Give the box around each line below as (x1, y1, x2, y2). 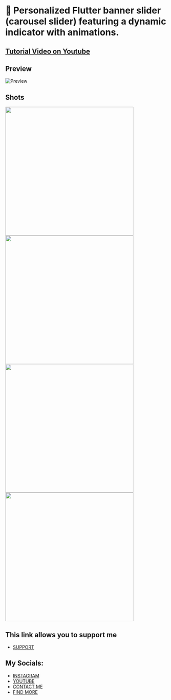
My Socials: (5, 659, 44, 668)
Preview (5, 64, 32, 73)
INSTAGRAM (12, 672, 39, 678)
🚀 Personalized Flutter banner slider (5, 5, 161, 16)
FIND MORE (12, 689, 38, 695)
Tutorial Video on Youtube (5, 47, 91, 56)
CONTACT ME (12, 684, 43, 690)
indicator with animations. (5, 27, 119, 38)
